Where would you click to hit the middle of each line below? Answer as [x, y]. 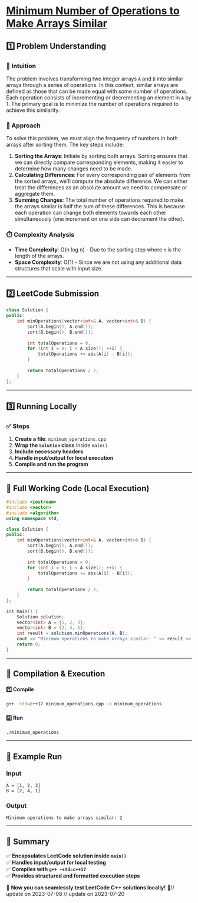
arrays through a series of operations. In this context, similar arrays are [92, 85]
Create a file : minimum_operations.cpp [60, 439]
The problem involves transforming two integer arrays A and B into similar [95, 79]
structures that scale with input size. [59, 269]
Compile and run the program [51, 464]
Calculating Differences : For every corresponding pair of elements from [103, 175]
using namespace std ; [33, 518]
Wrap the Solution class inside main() [61, 446]
